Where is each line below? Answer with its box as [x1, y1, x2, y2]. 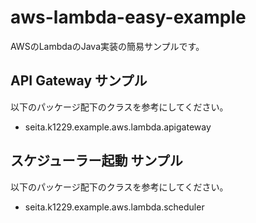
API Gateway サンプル [10, 72, 148, 90]
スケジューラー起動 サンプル [10, 152, 183, 170]
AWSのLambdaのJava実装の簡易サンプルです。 [10, 40, 205, 52]
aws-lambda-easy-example [10, 6, 247, 29]
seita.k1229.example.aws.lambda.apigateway [24, 121, 212, 133]
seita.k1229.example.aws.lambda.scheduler [24, 201, 205, 213]
